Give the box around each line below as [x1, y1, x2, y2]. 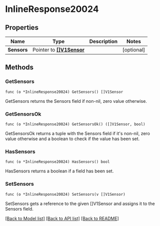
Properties [5, 23, 39, 32]
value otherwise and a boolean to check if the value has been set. [5, 136, 140, 142]
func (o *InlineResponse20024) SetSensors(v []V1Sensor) [5, 192, 126, 197]
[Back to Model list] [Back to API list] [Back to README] [5, 215, 119, 222]
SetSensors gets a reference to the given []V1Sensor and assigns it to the [5, 200, 155, 207]
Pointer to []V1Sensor [32, 46, 85, 53]
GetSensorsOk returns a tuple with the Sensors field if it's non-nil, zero [5, 130, 150, 136]
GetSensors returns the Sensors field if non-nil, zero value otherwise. [5, 98, 148, 104]
